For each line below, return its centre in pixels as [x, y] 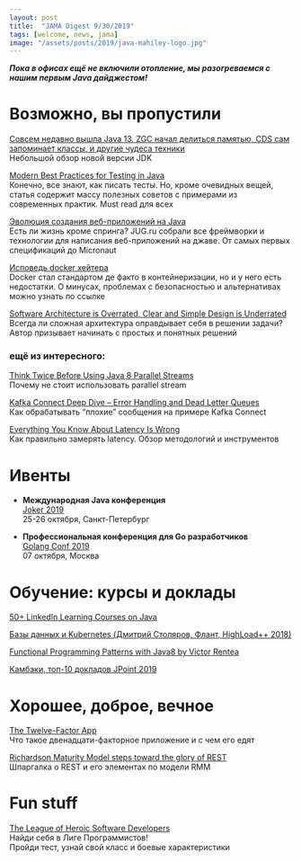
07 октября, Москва [61, 556]
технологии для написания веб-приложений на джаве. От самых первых [150, 241]
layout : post [34, 18]
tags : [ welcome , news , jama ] [64, 34]
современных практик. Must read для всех [91, 204]
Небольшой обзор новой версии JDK [81, 158]
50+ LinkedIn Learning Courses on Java [83, 617]
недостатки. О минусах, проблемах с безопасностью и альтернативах [145, 287]
